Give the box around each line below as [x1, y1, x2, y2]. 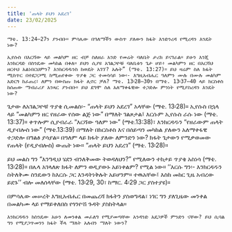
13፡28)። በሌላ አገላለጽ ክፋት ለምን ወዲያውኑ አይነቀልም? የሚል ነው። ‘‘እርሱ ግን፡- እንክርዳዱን [7, 162, 222, 171]
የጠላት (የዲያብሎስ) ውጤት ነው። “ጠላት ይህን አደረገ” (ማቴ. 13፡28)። [7, 141, 168, 149]
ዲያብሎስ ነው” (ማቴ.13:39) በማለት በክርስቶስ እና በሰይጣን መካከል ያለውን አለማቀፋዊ [7, 125, 208, 133]
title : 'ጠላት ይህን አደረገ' [7, 10, 72, 17]
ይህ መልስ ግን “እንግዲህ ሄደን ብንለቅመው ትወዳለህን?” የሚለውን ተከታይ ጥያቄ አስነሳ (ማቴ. [7, 155, 217, 163]
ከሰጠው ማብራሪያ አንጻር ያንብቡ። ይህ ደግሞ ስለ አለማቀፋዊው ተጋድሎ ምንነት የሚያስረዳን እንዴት [7, 84, 215, 90]
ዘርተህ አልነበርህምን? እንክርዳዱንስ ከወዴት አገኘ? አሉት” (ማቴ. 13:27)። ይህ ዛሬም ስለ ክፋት [7, 66, 213, 72]
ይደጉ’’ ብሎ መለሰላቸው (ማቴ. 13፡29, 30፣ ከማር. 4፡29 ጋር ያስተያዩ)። [7, 177, 171, 186]
